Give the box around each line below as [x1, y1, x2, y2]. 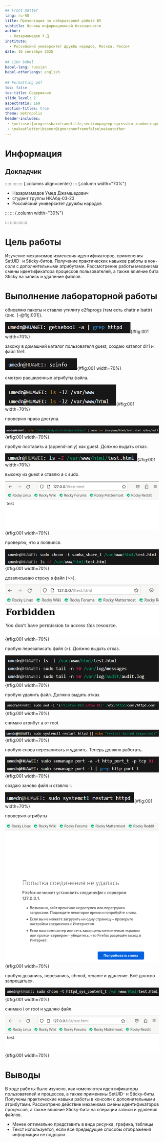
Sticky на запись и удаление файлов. [5, 273, 82, 279]
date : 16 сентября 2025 [5, 49, 54, 54]
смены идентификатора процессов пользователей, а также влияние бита [5, 268, 159, 274]
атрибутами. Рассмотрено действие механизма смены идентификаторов [5, 1101, 159, 1107]
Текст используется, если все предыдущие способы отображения [12, 1126, 151, 1132]
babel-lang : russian [5, 65, 47, 69]
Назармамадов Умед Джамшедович [12, 190, 89, 196]
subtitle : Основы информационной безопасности [5, 23, 102, 28]
